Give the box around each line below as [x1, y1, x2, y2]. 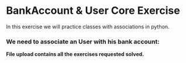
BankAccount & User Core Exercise [6, 4, 180, 17]
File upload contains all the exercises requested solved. [6, 51, 144, 58]
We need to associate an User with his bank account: [6, 38, 160, 46]
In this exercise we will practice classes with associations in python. [6, 23, 170, 30]
